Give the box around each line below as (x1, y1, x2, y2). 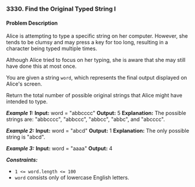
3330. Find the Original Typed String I (6, 5, 116, 13)
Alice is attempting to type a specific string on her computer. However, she (6, 32, 188, 40)
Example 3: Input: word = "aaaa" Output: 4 (6, 145, 113, 152)
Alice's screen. (6, 80, 43, 87)
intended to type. (6, 98, 48, 105)
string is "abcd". (6, 133, 45, 140)
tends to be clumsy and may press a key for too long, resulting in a (6, 39, 168, 46)
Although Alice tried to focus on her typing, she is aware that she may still (6, 57, 186, 64)
